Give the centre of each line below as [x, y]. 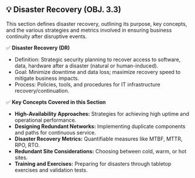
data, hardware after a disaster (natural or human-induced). [86, 66]
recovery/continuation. [42, 90]
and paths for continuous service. [55, 132]
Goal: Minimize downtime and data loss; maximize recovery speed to [97, 72]
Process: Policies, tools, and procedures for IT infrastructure [87, 84]
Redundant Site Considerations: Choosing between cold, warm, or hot [100, 151]
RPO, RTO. [27, 145]
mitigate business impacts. [47, 78]
